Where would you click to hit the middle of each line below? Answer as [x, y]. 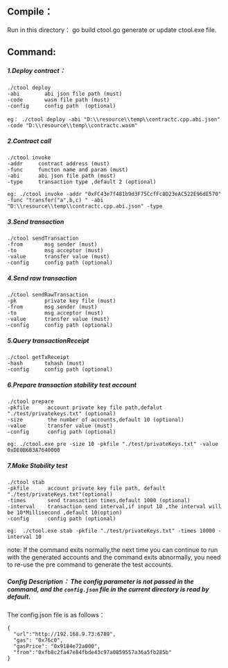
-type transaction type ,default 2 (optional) [82, 182]
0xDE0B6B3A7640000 [34, 450]
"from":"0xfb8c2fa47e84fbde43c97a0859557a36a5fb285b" [93, 652]
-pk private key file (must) [62, 301]
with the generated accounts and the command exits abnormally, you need [114, 557]
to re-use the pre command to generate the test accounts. [90, 565]
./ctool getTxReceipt [38, 358]
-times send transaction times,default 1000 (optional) [99, 500]
